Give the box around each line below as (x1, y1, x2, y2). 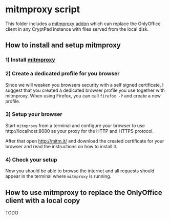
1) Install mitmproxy (5, 56, 55, 64)
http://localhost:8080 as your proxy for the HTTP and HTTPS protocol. (5, 128, 154, 134)
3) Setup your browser (5, 111, 62, 118)
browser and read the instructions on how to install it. (5, 143, 118, 149)
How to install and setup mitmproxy (5, 41, 121, 50)
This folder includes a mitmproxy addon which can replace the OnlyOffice (5, 21, 161, 27)
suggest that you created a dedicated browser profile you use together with (5, 87, 165, 93)
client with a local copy (5, 196, 80, 205)
